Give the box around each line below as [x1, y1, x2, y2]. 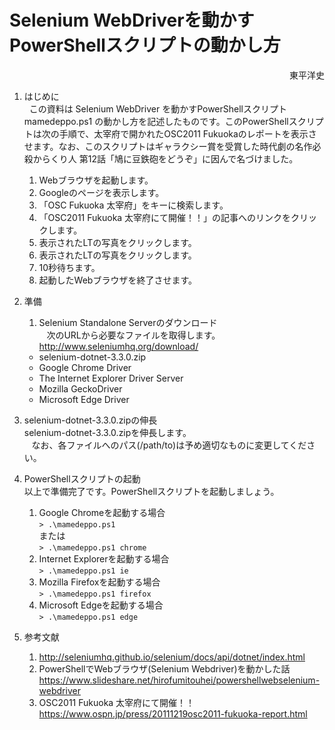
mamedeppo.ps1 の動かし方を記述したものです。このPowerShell [23, 115, 289, 127]
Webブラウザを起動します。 [38, 174, 154, 186]
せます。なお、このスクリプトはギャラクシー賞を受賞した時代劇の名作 [23, 140, 313, 152]
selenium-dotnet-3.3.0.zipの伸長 [23, 414, 158, 426]
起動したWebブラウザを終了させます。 [38, 274, 198, 286]
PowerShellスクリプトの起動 [23, 472, 141, 485]
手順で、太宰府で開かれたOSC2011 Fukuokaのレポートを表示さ [58, 127, 317, 140]
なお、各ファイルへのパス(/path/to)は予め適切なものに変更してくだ [31, 439, 307, 451]
